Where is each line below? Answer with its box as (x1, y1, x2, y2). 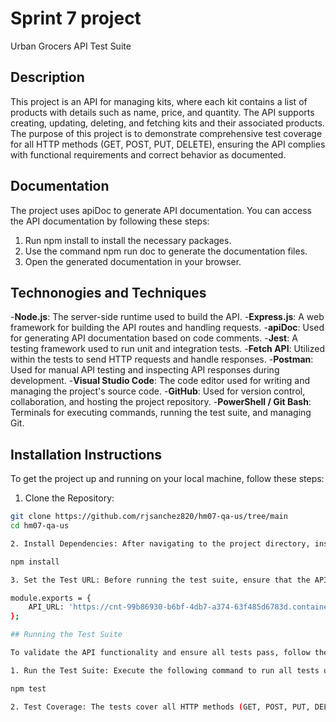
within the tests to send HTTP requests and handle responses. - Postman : (10, 353, 314, 366)
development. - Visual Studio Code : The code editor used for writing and (10, 375, 311, 387)
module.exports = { (10, 593, 92, 603)
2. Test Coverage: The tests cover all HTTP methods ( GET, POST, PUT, (10, 702, 311, 712)
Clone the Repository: (24, 492, 115, 504)
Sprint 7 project (10, 7, 142, 30)
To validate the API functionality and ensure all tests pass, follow (10, 648, 311, 658)
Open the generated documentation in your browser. (24, 255, 242, 267)
